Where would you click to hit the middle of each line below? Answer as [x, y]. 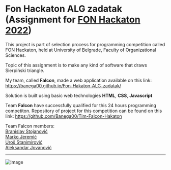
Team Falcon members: [30, 126]
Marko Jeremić [21, 137]
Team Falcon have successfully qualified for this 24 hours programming [81, 105]
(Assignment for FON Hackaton [73, 20]
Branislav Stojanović [26, 131]
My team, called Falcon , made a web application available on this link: [79, 80]
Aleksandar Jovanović [28, 147]
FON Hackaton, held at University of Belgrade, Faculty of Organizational [81, 50]
